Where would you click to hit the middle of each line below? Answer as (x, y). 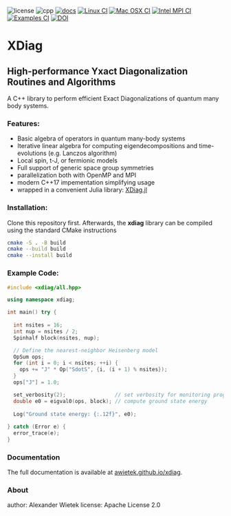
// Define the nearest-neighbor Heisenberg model (86, 350)
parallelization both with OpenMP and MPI (77, 175)
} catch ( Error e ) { (37, 427)
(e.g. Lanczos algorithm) (82, 153)
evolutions (32, 153)
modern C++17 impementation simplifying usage (86, 183)
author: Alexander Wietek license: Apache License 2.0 (84, 505)
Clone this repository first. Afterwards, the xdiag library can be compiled (110, 223)
